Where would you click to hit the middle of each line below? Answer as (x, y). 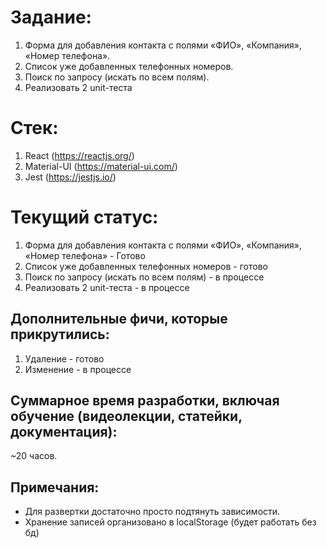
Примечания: (55, 487)
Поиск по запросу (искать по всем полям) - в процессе (144, 277)
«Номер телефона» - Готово (85, 255)
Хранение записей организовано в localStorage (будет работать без (170, 522)
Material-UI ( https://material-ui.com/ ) (101, 166)
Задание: (51, 17)
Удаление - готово (64, 358)
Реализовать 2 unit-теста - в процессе (107, 287)
